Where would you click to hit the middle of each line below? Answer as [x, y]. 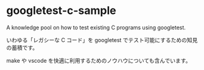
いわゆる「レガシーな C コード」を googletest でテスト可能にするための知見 [102, 40]
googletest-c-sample [62, 11]
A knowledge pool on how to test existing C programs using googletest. [96, 27]
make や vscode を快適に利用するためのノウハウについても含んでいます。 [99, 60]
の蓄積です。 [22, 47]
